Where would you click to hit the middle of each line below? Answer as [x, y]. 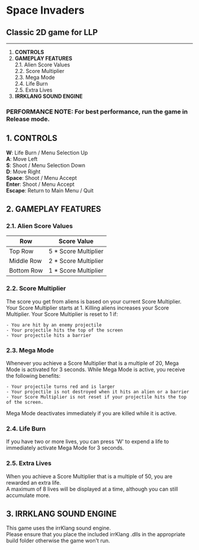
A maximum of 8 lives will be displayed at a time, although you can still [92, 489]
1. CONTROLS [32, 138]
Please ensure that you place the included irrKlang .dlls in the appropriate [96, 535]
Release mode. [28, 119]
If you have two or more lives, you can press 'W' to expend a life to [88, 442]
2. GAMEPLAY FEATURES [54, 209]
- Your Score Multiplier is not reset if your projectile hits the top [96, 397]
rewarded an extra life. [33, 482]
